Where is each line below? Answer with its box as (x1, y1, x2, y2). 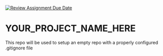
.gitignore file (5, 45, 33, 51)
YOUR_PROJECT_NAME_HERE (5, 23, 136, 34)
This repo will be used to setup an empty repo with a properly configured (5, 39, 158, 45)
